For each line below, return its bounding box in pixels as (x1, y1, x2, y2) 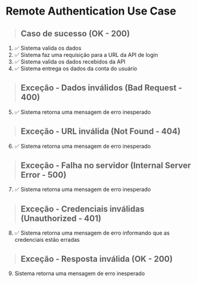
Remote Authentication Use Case (5, 4, 176, 18)
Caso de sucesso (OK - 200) (20, 28, 130, 39)
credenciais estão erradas (14, 236, 80, 244)
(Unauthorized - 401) (20, 213, 101, 224)
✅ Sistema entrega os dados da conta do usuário (14, 65, 138, 72)
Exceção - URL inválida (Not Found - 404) (20, 126, 181, 137)
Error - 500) (20, 170, 67, 180)
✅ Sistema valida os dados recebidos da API (14, 58, 125, 65)
